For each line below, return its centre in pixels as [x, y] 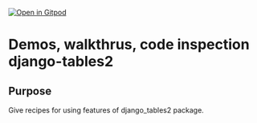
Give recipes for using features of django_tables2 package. [106, 110]
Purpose [30, 91]
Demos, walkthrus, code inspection [129, 45]
